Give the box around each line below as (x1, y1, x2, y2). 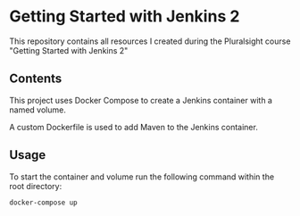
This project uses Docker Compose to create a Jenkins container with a (9, 95, 272, 105)
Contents (9, 71, 62, 87)
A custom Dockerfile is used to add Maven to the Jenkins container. (9, 121, 259, 132)
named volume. (9, 104, 67, 115)
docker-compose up (9, 198, 78, 207)
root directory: (9, 180, 62, 191)
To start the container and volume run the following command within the (9, 171, 275, 182)
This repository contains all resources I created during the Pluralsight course (9, 36, 291, 46)
